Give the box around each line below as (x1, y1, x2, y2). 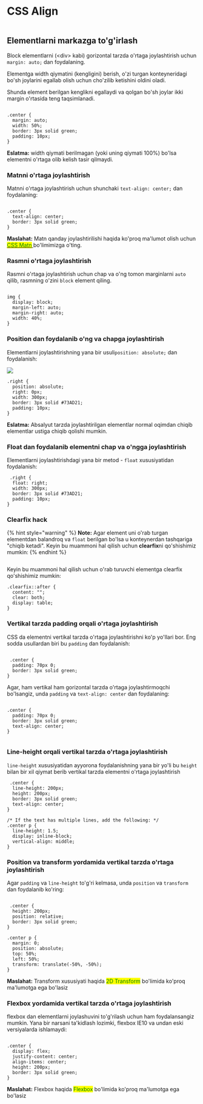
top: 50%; (12, 951, 37, 957)
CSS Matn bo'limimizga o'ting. (7, 242, 82, 249)
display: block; (12, 300, 53, 306)
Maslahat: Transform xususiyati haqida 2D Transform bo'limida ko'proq (7, 977, 185, 985)
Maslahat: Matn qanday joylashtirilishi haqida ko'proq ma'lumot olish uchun (7, 235, 196, 242)
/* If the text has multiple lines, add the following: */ (7, 817, 159, 823)
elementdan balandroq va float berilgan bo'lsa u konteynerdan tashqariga (7, 536, 193, 543)
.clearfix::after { (7, 584, 56, 590)
